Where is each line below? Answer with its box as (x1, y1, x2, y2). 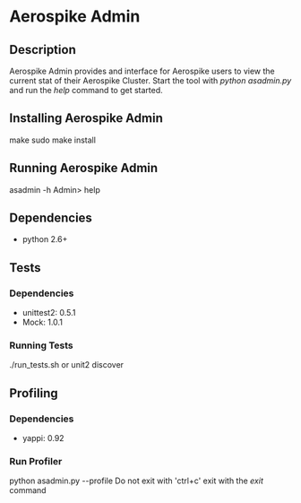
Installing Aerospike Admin (9, 110, 163, 126)
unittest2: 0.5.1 (21, 308, 76, 318)
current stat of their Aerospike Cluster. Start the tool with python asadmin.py (9, 75, 292, 86)
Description (9, 42, 76, 57)
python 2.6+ (21, 234, 68, 245)
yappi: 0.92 (21, 433, 64, 444)
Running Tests (9, 339, 73, 351)
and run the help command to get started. (9, 85, 163, 95)
